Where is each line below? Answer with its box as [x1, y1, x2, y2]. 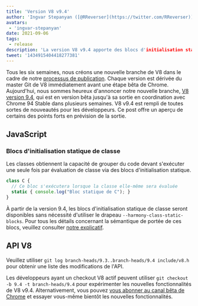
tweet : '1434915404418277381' [6, 52, 81, 58]
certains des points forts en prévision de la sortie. [6, 112, 127, 119]
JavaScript [6, 129, 47, 139]
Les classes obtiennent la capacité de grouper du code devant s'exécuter [6, 160, 184, 168]
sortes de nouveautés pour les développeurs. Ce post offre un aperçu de [6, 106, 183, 113]
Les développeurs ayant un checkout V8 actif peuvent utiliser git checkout [6, 274, 189, 281]
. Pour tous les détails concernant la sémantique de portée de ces [21, 217, 181, 224]
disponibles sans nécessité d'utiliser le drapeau [6, 211, 122, 218]
